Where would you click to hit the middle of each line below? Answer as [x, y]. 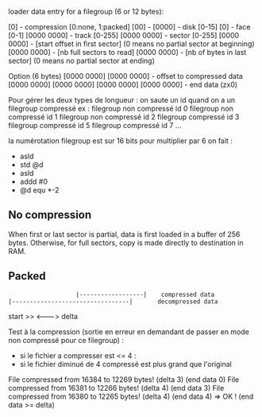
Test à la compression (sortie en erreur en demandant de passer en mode [129, 331]
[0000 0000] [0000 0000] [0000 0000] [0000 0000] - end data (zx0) [123, 84]
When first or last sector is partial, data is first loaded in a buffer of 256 [124, 234]
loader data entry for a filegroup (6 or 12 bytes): [86, 12]
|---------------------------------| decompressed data [113, 302]
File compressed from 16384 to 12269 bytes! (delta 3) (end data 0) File [124, 379]
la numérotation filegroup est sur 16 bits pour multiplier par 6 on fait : [120, 141]
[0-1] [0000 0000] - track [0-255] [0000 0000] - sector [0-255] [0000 [124, 35]
